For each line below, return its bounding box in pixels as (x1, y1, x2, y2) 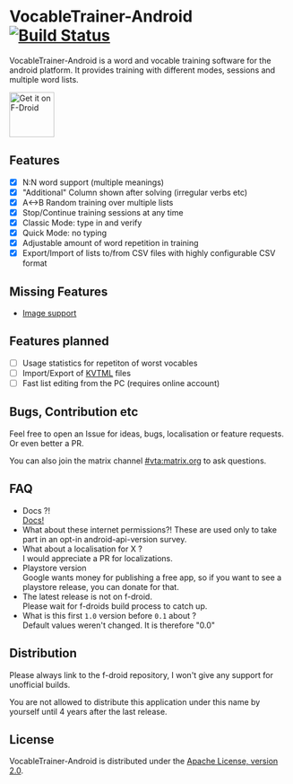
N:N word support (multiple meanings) (22, 177, 164, 188)
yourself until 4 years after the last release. (9, 706, 168, 717)
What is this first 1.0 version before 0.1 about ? (22, 610, 197, 621)
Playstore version (22, 562, 87, 573)
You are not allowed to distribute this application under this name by (9, 696, 261, 707)
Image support (22, 308, 77, 319)
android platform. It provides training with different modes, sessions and (9, 65, 276, 75)
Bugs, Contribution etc (9, 404, 139, 419)
